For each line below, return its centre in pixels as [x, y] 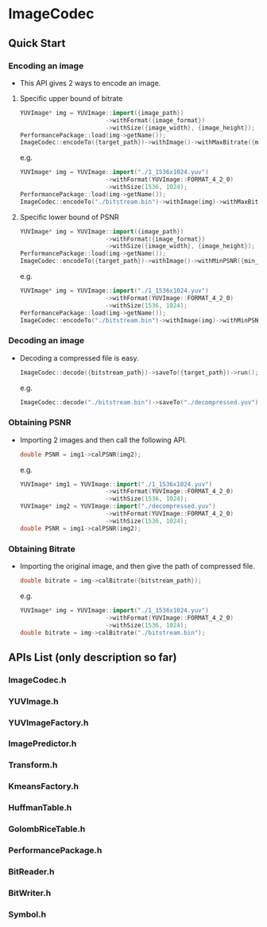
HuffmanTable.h [40, 808]
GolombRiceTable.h [47, 829]
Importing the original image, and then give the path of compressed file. [137, 566]
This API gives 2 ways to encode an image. [90, 83]
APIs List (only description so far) [93, 657]
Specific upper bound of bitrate [71, 98]
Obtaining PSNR [40, 423]
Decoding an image [46, 341]
